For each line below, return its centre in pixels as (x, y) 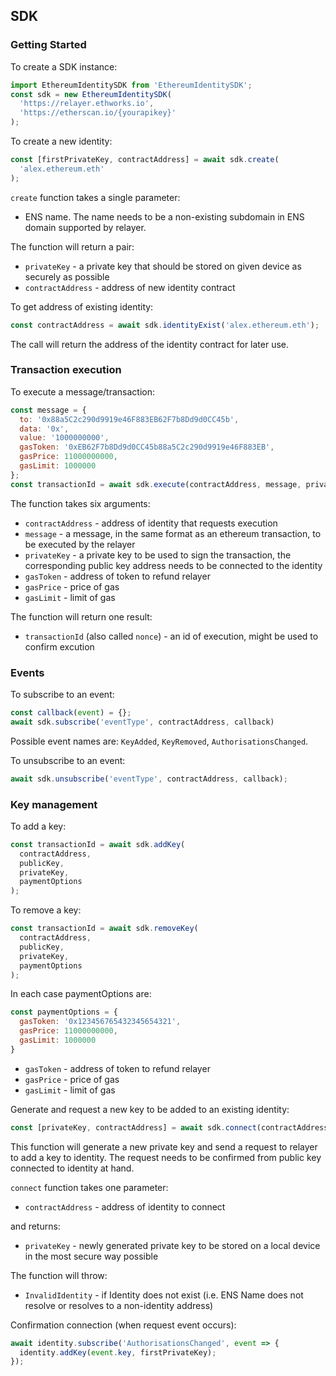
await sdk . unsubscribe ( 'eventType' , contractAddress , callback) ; (149, 779)
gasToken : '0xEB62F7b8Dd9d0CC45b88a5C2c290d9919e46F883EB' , (147, 447)
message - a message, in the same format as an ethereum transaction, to (173, 533)
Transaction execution (66, 370)
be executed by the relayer (80, 544)
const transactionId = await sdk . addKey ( (98, 844)
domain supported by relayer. (85, 227)
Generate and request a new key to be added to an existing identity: (150, 1109)
